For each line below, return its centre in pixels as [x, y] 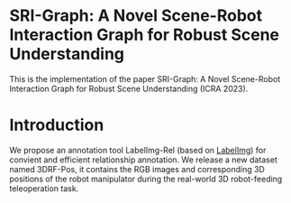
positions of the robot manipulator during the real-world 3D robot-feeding [146, 179]
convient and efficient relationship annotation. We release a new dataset [143, 160]
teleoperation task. [44, 188]
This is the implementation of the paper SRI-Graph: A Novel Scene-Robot [145, 78]
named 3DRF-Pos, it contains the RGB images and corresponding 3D [137, 169]
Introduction [57, 125]
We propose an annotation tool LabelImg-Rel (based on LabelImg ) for [138, 150]
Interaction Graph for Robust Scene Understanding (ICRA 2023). [129, 88]
